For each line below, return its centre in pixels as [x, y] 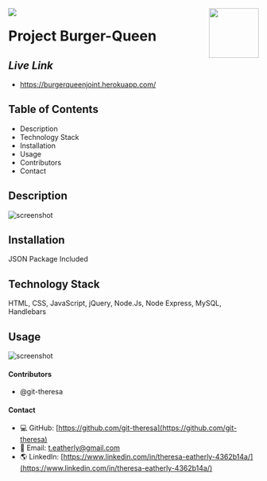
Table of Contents [54, 109]
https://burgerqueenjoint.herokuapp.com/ [88, 84]
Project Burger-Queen [83, 36]
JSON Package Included [48, 259]
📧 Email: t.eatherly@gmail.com [70, 448]
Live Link [31, 66]
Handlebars [27, 312]
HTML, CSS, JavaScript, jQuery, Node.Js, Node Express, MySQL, [115, 303]
